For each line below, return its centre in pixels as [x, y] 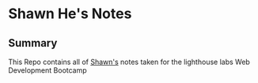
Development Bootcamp [47, 70]
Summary [33, 43]
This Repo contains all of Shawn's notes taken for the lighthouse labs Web [129, 62]
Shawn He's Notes [70, 14]
